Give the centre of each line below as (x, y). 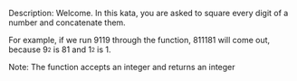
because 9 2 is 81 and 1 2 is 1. (60, 49)
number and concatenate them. (67, 22)
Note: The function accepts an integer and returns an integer (122, 67)
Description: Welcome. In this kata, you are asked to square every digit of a (148, 13)
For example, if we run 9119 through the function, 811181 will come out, (139, 40)
